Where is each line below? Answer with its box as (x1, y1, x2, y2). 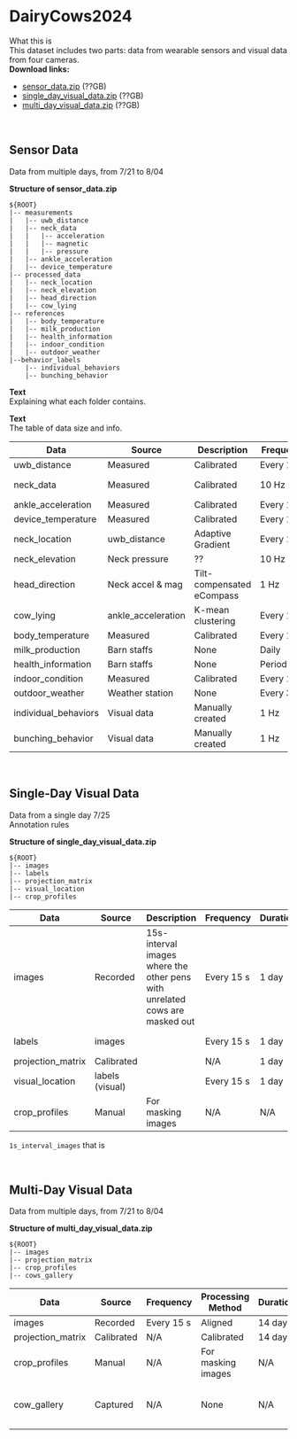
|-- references (9, 308, 65, 318)
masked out (145, 1015, 195, 1027)
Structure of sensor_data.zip (9, 183, 118, 194)
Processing (200, 1291, 250, 1303)
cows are (145, 1004, 185, 1016)
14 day (257, 1317, 288, 1329)
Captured (94, 1398, 134, 1411)
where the (145, 960, 188, 972)
